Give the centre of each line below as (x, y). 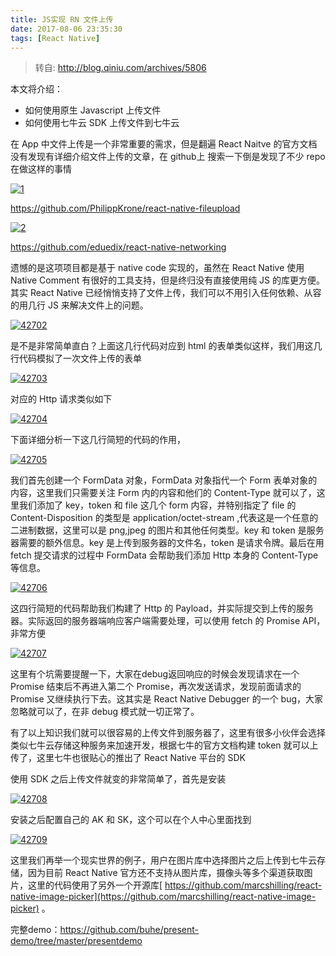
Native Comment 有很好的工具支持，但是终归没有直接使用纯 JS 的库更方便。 (168, 280)
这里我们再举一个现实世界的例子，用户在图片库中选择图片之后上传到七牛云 (163, 860)
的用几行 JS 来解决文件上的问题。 (79, 305)
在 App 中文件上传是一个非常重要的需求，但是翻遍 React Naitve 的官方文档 (164, 144)
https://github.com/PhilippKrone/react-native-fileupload (125, 208)
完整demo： (35, 930)
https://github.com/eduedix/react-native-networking (118, 247)
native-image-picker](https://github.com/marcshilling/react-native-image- (163, 897)
